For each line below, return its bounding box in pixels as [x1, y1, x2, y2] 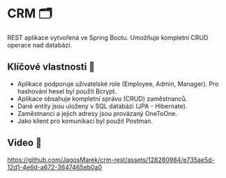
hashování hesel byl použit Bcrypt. [17, 87, 117, 95]
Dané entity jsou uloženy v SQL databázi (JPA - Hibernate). [17, 102, 188, 110]
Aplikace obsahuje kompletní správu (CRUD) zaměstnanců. [17, 94, 188, 103]
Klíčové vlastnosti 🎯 [7, 61, 96, 73]
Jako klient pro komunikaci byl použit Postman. [17, 117, 153, 125]
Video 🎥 [7, 137, 42, 149]
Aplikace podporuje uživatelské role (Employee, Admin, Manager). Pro [17, 80, 219, 88]
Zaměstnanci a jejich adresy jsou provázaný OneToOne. [17, 109, 178, 117]
